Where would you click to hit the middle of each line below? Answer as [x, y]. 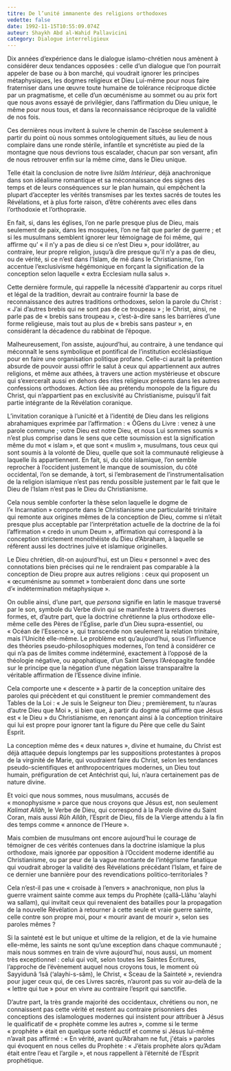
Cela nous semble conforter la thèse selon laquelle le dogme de [97, 503]
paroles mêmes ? [32, 925]
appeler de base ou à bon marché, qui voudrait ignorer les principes [103, 74]
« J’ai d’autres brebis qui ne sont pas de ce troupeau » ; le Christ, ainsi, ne [112, 309]
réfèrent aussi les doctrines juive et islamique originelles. [88, 546]
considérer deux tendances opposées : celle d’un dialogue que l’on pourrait [114, 66]
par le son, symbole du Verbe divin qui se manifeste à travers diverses [107, 610]
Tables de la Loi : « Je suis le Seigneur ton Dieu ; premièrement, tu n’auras [112, 703]
